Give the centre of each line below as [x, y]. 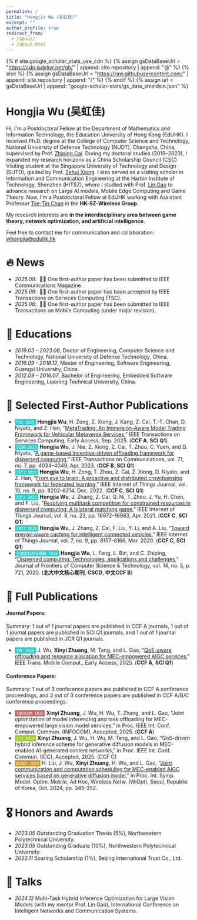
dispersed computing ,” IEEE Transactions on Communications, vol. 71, [99, 459]
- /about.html [29, 45]
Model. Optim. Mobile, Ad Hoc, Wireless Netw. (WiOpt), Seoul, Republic [101, 782]
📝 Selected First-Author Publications [97, 405]
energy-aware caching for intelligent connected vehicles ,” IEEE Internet [101, 534]
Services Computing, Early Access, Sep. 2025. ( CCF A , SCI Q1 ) [91, 440]
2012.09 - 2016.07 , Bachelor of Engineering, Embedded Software [93, 375]
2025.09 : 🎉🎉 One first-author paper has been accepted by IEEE [92, 291]
